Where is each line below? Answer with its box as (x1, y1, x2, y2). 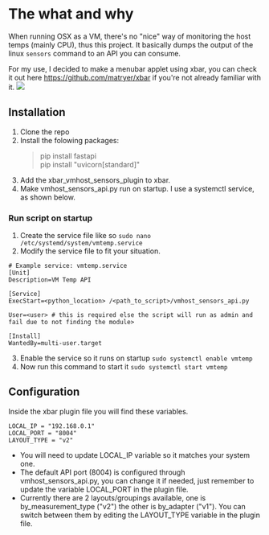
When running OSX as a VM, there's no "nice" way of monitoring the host (8, 31, 251, 41)
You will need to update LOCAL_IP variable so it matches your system (19, 450, 251, 459)
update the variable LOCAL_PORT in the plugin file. (19, 484, 189, 494)
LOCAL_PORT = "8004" (8, 429, 78, 437)
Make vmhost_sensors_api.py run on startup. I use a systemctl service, (19, 183, 255, 193)
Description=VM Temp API (8, 276, 92, 284)
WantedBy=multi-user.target (8, 340, 103, 348)
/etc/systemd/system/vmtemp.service (19, 239, 143, 248)
